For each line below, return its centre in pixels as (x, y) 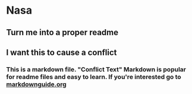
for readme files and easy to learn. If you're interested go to (94, 77)
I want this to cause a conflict (62, 52)
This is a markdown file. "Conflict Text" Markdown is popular (96, 69)
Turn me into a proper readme (62, 32)
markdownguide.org (36, 84)
